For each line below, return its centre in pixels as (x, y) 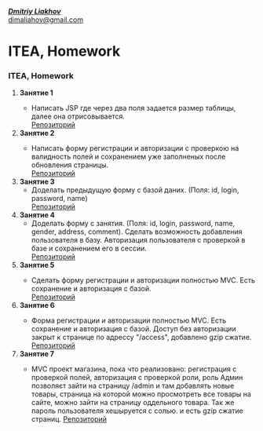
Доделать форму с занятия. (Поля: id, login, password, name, (133, 224)
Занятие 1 (36, 93)
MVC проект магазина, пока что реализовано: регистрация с (134, 369)
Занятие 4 (37, 215)
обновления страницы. (69, 165)
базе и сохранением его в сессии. (89, 248)
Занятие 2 (37, 133)
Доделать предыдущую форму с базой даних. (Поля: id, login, (135, 190)
